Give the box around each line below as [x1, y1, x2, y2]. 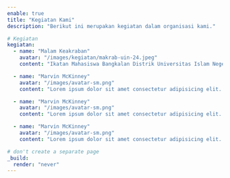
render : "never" [13, 161, 60, 168]
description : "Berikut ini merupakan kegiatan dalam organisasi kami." [7, 23, 216, 29]
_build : [7, 155, 29, 162]
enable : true [7, 10, 44, 17]
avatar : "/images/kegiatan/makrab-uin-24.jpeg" [19, 54, 157, 62]
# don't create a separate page [7, 148, 99, 155]
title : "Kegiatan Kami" [7, 16, 75, 23]
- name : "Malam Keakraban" [13, 48, 90, 55]
